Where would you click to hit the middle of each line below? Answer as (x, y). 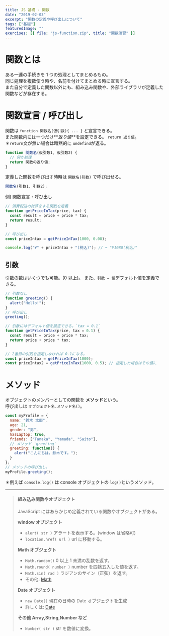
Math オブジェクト (37, 549)
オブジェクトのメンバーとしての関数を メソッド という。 (63, 400)
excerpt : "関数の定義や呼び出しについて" (44, 19)
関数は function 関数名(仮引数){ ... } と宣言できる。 (60, 130)
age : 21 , (19, 425)
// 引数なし (16, 294)
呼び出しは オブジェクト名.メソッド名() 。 (45, 406)
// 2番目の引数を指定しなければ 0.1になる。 (46, 354)
